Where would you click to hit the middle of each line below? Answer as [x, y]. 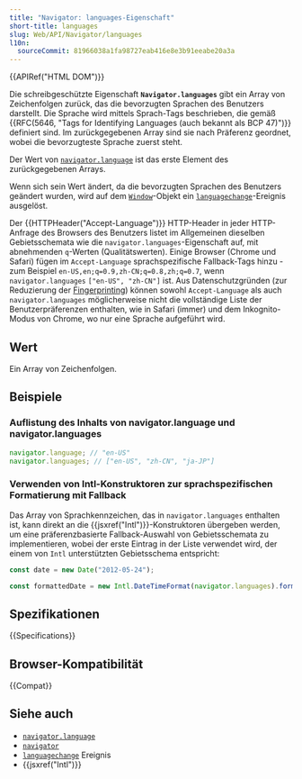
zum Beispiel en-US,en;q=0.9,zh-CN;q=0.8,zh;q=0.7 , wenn [117, 271]
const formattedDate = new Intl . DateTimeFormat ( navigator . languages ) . [144, 586]
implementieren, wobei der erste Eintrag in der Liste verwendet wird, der [143, 543]
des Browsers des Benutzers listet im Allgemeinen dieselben [153, 233]
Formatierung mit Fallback [68, 495]
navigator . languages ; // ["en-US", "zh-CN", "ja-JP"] [112, 461]
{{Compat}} [31, 686]
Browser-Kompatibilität [76, 664]
